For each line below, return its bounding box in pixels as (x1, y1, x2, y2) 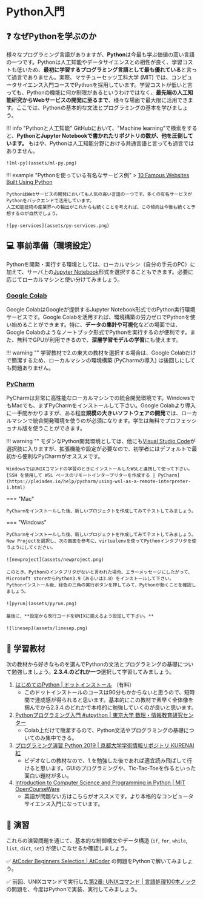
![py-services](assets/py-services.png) (6, 223, 110, 229)
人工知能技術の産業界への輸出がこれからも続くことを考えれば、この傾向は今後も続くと (6, 204, 191, 210)
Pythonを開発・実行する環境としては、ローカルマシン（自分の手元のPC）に (6, 260, 196, 268)
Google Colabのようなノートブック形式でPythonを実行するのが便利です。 (6, 328, 190, 336)
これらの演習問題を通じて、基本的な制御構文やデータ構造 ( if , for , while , (6, 837, 188, 844)
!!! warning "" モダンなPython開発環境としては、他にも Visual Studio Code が (6, 438, 196, 445)
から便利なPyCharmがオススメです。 (11, 453, 104, 460)
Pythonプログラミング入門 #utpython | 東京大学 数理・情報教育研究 (15, 711, 184, 719)
